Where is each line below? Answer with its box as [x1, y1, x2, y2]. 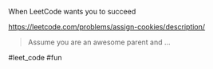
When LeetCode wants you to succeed [8, 7, 136, 16]
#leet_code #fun [8, 53, 62, 62]
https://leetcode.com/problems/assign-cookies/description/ [8, 22, 206, 31]
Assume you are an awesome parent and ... [27, 37, 171, 47]
